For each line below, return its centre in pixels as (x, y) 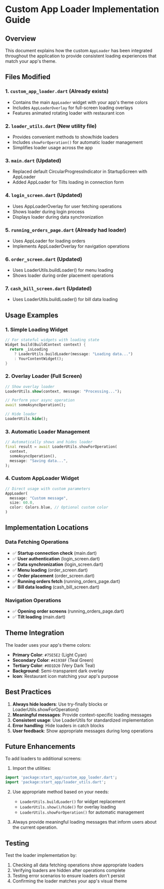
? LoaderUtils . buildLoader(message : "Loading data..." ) (74, 354)
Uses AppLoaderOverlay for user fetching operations (67, 206)
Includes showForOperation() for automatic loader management (77, 142)
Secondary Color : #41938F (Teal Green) (53, 660)
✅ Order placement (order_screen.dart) (53, 575)
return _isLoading (29, 349)
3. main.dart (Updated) (33, 160)
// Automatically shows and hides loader (49, 442)
